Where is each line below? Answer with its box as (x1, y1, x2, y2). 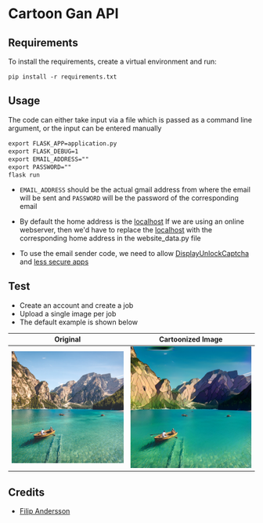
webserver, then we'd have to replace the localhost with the (19, 225, 213, 234)
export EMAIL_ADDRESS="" (8, 155, 89, 163)
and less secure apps (19, 257, 89, 266)
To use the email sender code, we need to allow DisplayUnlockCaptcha (19, 248, 249, 258)
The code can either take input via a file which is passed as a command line (8, 115, 253, 124)
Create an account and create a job (19, 300, 134, 310)
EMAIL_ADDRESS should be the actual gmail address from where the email (19, 185, 250, 194)
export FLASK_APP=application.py (8, 139, 117, 148)
